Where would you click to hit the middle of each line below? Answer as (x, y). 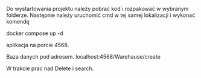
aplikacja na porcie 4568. (38, 45)
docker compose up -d (35, 33)
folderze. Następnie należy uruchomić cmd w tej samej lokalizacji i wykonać (101, 15)
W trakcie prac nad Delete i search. (50, 68)
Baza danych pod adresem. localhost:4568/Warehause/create (84, 57)
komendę (18, 21)
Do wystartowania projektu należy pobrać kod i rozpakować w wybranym (97, 9)
